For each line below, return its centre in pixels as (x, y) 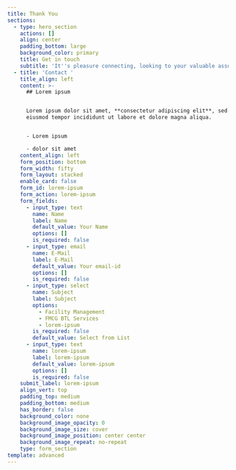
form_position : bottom (53, 162)
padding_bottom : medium (55, 403)
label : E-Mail (53, 260)
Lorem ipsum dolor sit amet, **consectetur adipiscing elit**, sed (127, 111)
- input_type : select (58, 286)
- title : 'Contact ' (44, 72)
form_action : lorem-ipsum (58, 194)
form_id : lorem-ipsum (51, 188)
